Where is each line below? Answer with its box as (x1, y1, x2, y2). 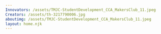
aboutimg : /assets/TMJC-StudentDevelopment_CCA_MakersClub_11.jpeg (5, 16, 152, 21)
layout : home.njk (5, 21, 42, 26)
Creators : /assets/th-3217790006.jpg (5, 12, 86, 17)
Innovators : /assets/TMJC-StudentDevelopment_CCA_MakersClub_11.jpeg (5, 7, 156, 12)
